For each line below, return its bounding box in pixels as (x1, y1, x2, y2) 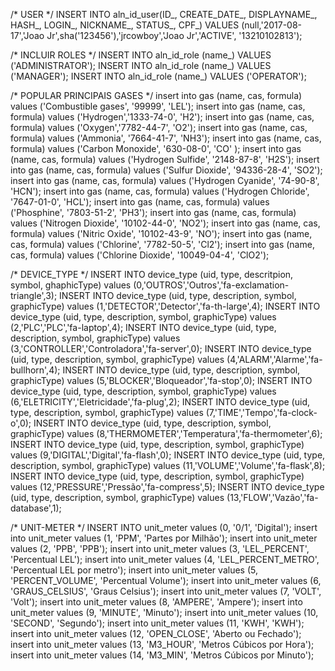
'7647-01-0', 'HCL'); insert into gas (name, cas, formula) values (10, 196, 270, 208)
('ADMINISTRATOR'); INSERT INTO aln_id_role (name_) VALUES (10, 60, 272, 71)
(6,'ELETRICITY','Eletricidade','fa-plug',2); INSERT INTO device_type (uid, (10, 396, 310, 408)
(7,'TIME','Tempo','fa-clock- (205, 407, 318, 418)
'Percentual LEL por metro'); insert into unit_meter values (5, (10, 564, 258, 576)
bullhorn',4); (10, 364, 61, 376)
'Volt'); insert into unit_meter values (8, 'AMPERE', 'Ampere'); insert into (10, 596, 303, 608)
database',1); (10, 502, 62, 514)
